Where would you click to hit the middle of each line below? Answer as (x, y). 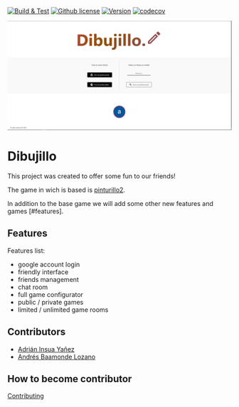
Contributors (37, 332)
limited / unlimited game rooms (63, 310)
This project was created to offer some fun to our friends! (91, 176)
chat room (33, 287)
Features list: (26, 250)
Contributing (26, 396)
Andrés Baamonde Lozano (57, 357)
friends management (48, 279)
